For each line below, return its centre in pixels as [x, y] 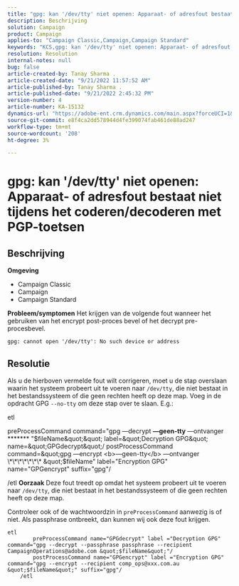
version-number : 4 [34, 101]
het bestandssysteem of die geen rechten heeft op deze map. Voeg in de [115, 396]
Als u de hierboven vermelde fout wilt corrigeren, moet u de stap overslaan [117, 381]
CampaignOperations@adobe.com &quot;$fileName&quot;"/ [90, 551]
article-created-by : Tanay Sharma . [62, 74]
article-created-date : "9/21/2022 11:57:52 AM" [79, 80]
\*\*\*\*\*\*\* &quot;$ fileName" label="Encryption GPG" [88, 462]
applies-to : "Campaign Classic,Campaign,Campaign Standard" [99, 41]
